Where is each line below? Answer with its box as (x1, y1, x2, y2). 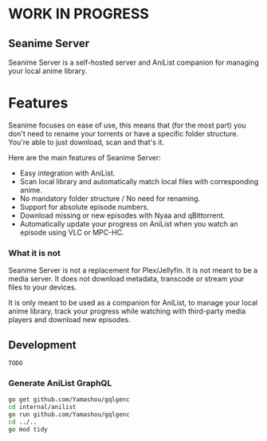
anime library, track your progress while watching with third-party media (8, 306, 246, 316)
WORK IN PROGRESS (8, 5, 150, 23)
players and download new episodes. (8, 315, 131, 325)
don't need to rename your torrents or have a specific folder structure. (8, 128, 239, 138)
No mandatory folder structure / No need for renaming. (19, 193, 201, 203)
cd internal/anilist (8, 404, 77, 411)
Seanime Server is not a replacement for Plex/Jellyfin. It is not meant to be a (8, 266, 258, 275)
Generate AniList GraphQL (8, 377, 112, 388)
